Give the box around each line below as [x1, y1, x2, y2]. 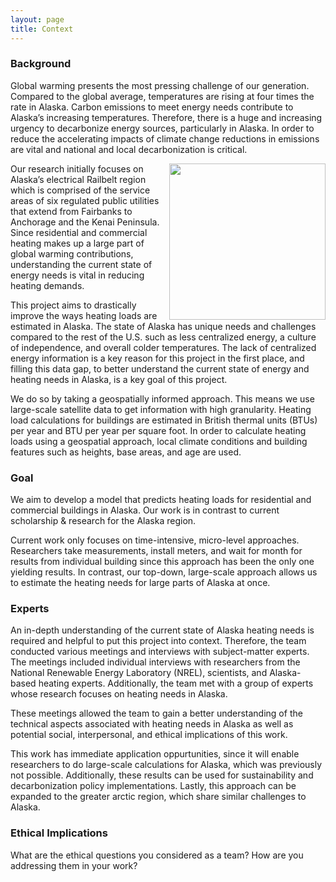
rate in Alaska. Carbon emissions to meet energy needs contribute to [10, 101, 294, 113]
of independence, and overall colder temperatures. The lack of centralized [10, 341, 317, 353]
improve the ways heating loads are [10, 309, 158, 321]
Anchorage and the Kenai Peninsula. [10, 216, 160, 228]
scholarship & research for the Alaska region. [10, 515, 197, 527]
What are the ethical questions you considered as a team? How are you [10, 849, 304, 861]
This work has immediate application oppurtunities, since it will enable [10, 748, 300, 760]
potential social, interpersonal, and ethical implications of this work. [10, 729, 288, 741]
